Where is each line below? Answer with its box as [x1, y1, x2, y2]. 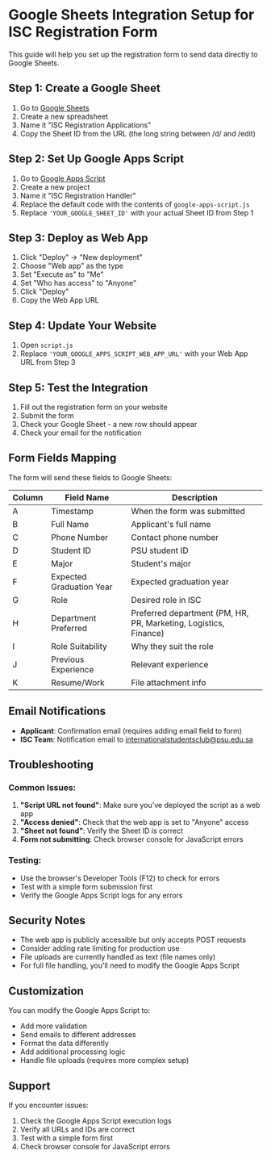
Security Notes [8, 914, 86, 927]
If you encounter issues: [8, 1100, 89, 1111]
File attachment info [131, 676, 206, 688]
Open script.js [19, 341, 73, 350]
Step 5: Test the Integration [8, 381, 148, 395]
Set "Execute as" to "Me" [19, 270, 104, 279]
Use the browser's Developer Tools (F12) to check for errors [19, 873, 220, 883]
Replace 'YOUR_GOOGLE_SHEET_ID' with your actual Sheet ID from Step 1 [19, 207, 254, 217]
